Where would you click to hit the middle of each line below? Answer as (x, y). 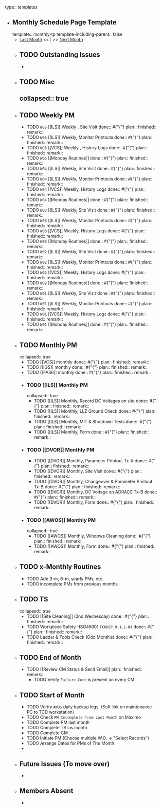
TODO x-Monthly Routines (60, 567)
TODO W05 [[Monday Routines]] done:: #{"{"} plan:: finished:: (87, 158)
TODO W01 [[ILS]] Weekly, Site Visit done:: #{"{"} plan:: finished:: (91, 293)
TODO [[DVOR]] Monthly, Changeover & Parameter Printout (93, 481)
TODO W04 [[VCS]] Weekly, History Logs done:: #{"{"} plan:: (86, 189)
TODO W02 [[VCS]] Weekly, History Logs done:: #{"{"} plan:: (86, 272)
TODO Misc (37, 82)
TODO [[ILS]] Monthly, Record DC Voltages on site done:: (91, 401)
